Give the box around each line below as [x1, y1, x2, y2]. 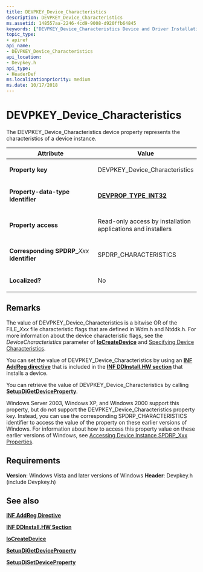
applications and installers [97, 224, 172, 233]
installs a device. [6, 369, 48, 377]
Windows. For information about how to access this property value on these [6, 425, 195, 432]
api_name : [6, 43, 31, 49]
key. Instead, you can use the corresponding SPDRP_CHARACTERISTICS [6, 412, 187, 419]
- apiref [6, 37, 28, 43]
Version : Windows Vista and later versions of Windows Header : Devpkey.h [6, 471, 193, 479]
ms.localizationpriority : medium [6, 76, 91, 82]
